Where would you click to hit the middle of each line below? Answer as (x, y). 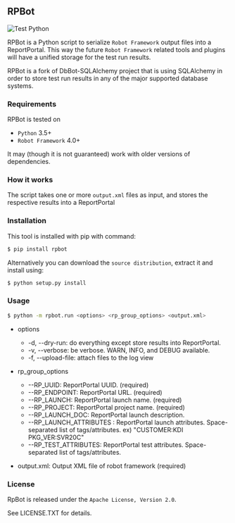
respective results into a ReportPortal (61, 203)
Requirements (32, 103)
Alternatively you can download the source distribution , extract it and (110, 263)
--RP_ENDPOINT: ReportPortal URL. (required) (95, 392)
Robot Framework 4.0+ (49, 141)
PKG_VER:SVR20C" (56, 437)
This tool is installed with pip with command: (71, 236)
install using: (26, 270)
